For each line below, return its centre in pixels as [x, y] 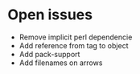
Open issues [50, 15]
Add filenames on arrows [61, 63]
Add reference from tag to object [74, 45]
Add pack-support [49, 54]
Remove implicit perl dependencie [76, 37]
